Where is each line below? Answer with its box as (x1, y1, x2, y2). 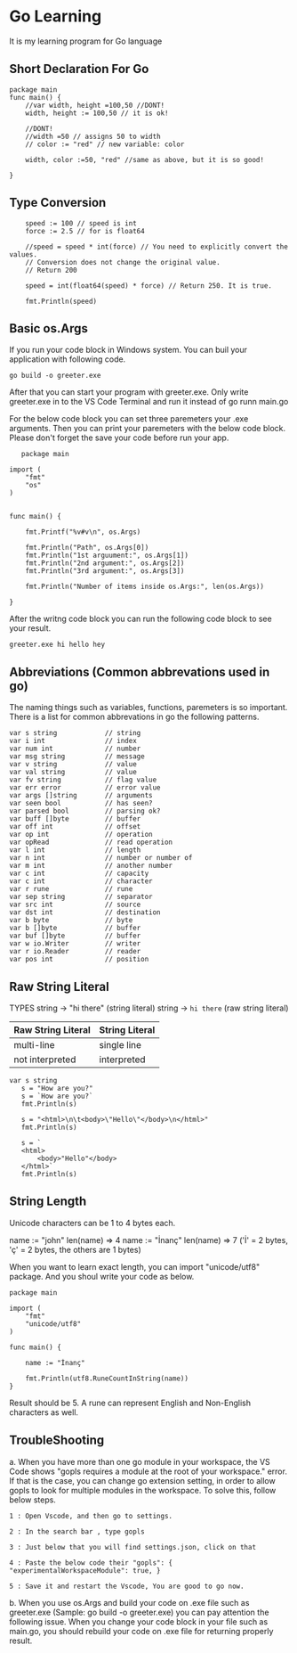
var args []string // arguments (9, 791, 153, 800)
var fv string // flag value (9, 775, 157, 785)
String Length (9, 1194, 87, 1209)
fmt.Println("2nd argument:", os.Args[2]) (25, 559, 185, 568)
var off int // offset (9, 822, 141, 831)
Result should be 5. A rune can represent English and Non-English (9, 1397, 252, 1408)
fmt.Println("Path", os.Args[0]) (25, 544, 149, 552)
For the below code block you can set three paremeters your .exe (9, 413, 249, 424)
